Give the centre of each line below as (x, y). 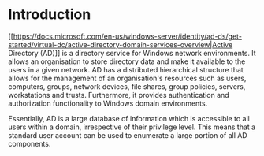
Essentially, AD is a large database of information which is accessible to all (129, 118)
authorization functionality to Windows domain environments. (108, 103)
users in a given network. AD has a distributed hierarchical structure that (126, 69)
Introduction (50, 15)
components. (30, 143)
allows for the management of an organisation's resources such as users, (127, 78)
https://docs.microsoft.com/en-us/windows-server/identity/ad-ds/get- (128, 36)
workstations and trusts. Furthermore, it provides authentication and (119, 95)
